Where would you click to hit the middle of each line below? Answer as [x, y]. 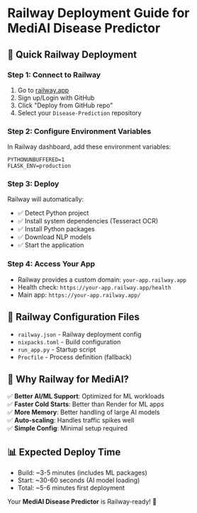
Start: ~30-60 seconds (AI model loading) [79, 480]
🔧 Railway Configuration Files [74, 317]
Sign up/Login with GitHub [56, 97]
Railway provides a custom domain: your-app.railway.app [102, 280]
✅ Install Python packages [56, 229]
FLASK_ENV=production [39, 166]
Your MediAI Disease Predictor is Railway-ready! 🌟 [82, 502]
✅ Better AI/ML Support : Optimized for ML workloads [86, 396]
